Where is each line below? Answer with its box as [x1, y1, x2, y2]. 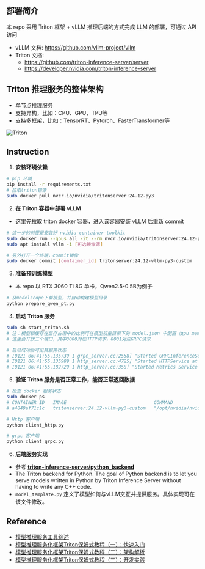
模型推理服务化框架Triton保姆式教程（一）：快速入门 [15, 541, 145, 548]
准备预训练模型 [15, 270, 53, 277]
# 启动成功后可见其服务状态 [6, 347, 67, 353]
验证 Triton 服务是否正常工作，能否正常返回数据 [15, 376, 135, 383]
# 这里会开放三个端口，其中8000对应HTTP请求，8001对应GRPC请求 [6, 336, 151, 342]
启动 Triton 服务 [15, 312, 55, 320]
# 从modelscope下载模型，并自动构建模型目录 [6, 295, 108, 301]
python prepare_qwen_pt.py [6, 301, 75, 307]
